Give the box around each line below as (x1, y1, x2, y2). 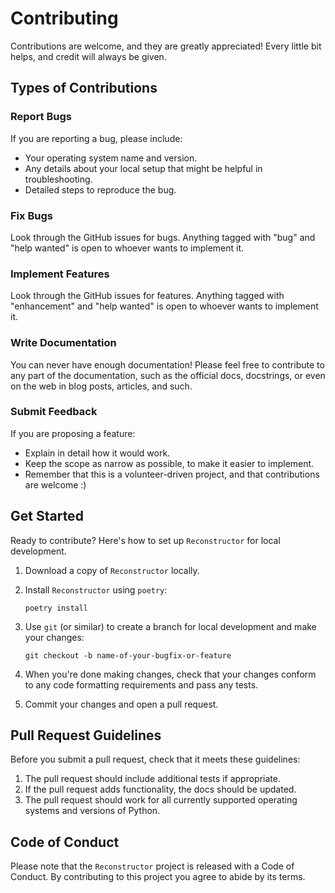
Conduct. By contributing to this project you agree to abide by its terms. (10, 871, 306, 883)
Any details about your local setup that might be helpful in (24, 162, 263, 174)
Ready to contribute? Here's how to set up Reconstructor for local (10, 534, 281, 546)
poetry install (24, 603, 89, 613)
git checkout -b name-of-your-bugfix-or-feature (24, 650, 232, 661)
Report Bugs (10, 110, 72, 124)
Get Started (10, 508, 84, 525)
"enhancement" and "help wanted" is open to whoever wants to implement (10, 300, 319, 312)
